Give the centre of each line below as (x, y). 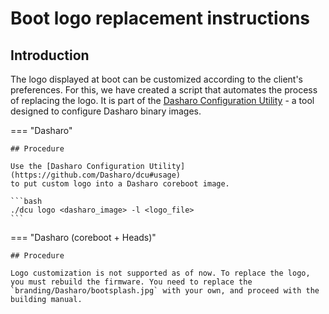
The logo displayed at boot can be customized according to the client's (157, 79)
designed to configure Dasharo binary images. (106, 111)
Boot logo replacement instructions (160, 18)
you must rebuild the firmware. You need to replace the (131, 282)
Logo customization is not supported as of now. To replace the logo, (160, 273)
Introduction (50, 55)
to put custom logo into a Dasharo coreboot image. (120, 184)
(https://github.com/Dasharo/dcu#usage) (96, 175)
